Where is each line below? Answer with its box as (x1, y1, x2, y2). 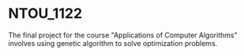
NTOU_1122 (8, 5, 83, 23)
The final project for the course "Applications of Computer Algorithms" (8, 30, 238, 40)
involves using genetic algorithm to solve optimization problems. (8, 38, 218, 47)
